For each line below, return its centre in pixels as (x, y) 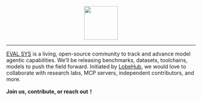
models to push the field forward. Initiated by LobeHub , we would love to (96, 66)
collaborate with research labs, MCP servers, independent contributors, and (100, 73)
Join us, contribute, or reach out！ (50, 91)
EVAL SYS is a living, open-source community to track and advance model (99, 54)
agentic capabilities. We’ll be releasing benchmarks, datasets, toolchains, (97, 60)
